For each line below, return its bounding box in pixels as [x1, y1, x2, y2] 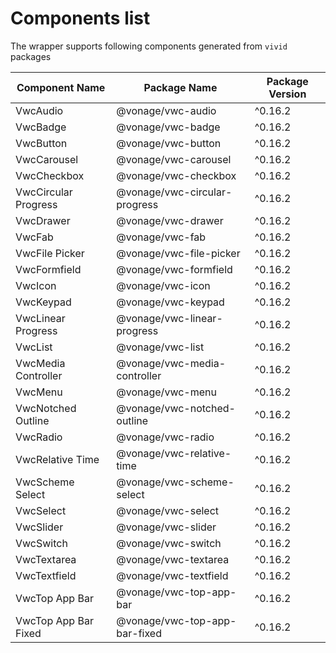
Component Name [16, 80, 106, 94]
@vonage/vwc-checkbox [116, 168, 237, 182]
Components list [10, 7, 151, 30]
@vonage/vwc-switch [116, 536, 222, 550]
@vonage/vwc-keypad [116, 295, 225, 309]
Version [268, 87, 307, 101]
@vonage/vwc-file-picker [116, 246, 241, 260]
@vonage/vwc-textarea [116, 552, 230, 566]
